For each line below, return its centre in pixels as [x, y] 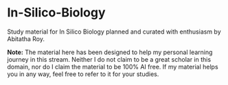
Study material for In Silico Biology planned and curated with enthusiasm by [114, 32]
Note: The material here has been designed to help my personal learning [110, 52]
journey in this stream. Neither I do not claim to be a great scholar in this [109, 59]
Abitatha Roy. [26, 38]
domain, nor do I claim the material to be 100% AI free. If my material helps [113, 66]
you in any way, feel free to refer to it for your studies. [83, 74]
